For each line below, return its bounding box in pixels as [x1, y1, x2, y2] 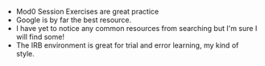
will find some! [15, 32, 64, 41]
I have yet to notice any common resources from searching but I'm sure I [15, 24, 258, 33]
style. [15, 49, 35, 58]
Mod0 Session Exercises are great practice [15, 7, 159, 16]
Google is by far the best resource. [15, 15, 132, 25]
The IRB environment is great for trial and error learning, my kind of [15, 41, 239, 50]
